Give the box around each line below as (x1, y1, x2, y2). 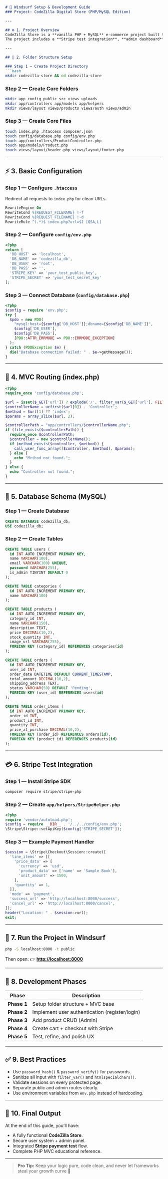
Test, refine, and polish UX (32, 1033, 94, 1040)
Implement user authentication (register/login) (32, 1009, 140, 1016)
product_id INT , (9, 718, 43, 723)
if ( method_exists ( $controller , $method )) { (9, 441, 104, 446)
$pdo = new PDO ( (9, 317, 43, 322)
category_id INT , (9, 616, 46, 621)
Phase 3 (7, 1017, 27, 1024)
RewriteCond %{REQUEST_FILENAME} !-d (5, 214, 84, 220)
